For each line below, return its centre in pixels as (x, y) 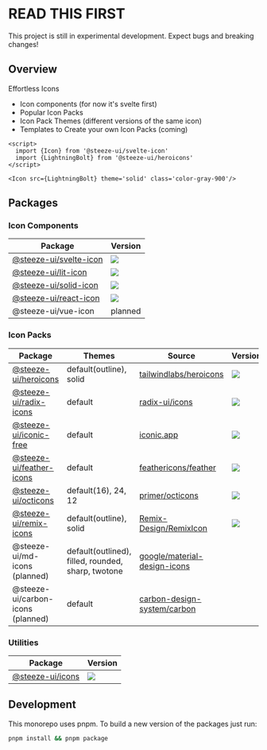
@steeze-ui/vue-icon (54, 311)
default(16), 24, (97, 490)
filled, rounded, (95, 561)
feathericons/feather (178, 468)
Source (182, 356)
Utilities (23, 643)
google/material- (171, 556)
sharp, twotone (95, 571)
